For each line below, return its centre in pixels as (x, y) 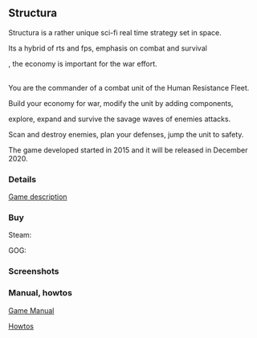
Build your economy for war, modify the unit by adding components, (121, 103)
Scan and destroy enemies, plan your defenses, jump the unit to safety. (126, 134)
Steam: (20, 235)
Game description (38, 197)
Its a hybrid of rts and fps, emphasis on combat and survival (108, 48)
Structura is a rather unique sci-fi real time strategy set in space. (115, 32)
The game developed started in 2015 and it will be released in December (128, 150)
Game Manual (31, 310)
